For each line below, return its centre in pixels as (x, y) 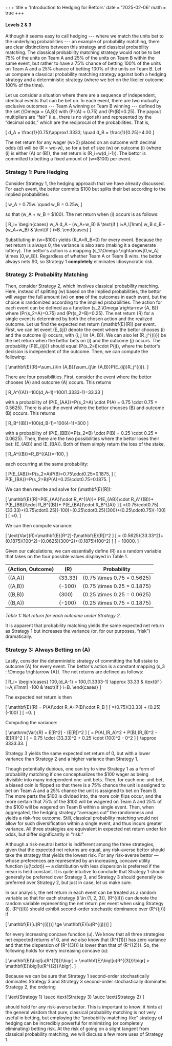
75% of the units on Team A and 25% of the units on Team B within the (80, 58)
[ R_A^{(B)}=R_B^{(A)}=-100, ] (37, 454)
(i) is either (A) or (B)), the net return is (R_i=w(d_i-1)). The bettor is (76, 153)
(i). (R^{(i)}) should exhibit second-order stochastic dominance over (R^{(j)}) (85, 909)
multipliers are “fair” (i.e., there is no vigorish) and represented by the (79, 117)
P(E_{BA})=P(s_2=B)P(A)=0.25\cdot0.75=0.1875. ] (58, 479)
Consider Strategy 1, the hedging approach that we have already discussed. (85, 183)
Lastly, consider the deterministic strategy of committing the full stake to (82, 661)
